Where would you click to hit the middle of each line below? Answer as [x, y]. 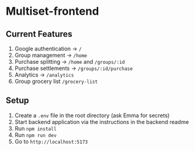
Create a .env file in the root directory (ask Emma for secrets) [92, 115]
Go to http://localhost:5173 [51, 141]
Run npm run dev [36, 135]
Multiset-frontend [52, 11]
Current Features [39, 34]
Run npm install [36, 128]
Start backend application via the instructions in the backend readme [102, 122]
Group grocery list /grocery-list [56, 81]
